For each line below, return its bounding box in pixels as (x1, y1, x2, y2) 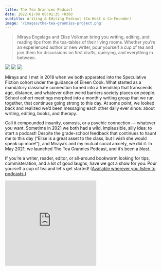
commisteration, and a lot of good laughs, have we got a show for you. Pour (5, 160, 157, 166)
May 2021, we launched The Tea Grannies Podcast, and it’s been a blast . (5, 146, 151, 152)
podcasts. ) (5, 171, 27, 177)
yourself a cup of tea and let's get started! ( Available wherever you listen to (5, 166, 156, 172)
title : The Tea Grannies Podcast (5, 7, 73, 12)
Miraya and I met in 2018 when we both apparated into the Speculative (5, 74, 146, 80)
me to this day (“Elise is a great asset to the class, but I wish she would (5, 135, 147, 141)
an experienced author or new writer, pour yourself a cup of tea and (17, 44, 153, 50)
